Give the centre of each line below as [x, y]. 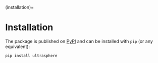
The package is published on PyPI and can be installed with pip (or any [79, 41]
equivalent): [18, 46]
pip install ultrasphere [31, 55]
